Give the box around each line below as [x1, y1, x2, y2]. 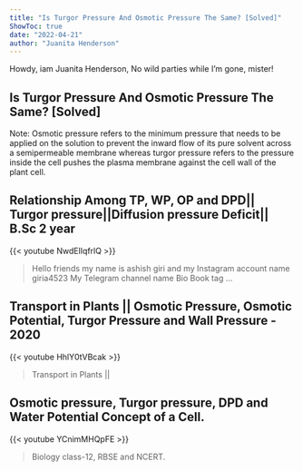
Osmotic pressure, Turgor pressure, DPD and [9, 396, 269, 411]
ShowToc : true [9, 22, 64, 31]
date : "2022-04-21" [9, 30, 83, 39]
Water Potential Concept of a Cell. [9, 409, 205, 425]
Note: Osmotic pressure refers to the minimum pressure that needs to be [9, 128, 281, 139]
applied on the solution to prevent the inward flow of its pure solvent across [9, 138, 292, 149]
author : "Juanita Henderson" [9, 38, 120, 48]
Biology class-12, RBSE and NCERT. [31, 451, 166, 462]
